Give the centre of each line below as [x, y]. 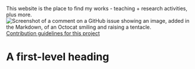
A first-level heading [58, 57]
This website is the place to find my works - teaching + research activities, [97, 8]
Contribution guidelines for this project [53, 33]
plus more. [19, 15]
